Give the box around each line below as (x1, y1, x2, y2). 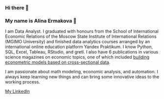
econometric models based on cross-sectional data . (5, 59, 111, 65)
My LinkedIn (5, 88, 30, 94)
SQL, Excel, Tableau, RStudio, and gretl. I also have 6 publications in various (5, 49, 158, 55)
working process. (5, 79, 40, 85)
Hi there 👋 (5, 4, 29, 11)
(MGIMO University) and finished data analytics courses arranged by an (5, 39, 150, 45)
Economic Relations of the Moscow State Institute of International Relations (5, 33, 157, 39)
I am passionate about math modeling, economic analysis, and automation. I (5, 69, 158, 75)
